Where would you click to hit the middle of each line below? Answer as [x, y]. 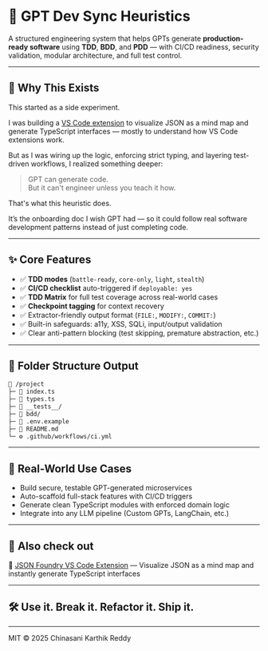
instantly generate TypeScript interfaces [75, 574]
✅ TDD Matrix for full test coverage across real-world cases [119, 297]
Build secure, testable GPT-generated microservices [106, 488]
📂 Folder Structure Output [73, 365]
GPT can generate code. [68, 179]
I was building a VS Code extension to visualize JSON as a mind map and [128, 122]
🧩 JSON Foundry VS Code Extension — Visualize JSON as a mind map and [131, 565]
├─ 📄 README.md [33, 429]
